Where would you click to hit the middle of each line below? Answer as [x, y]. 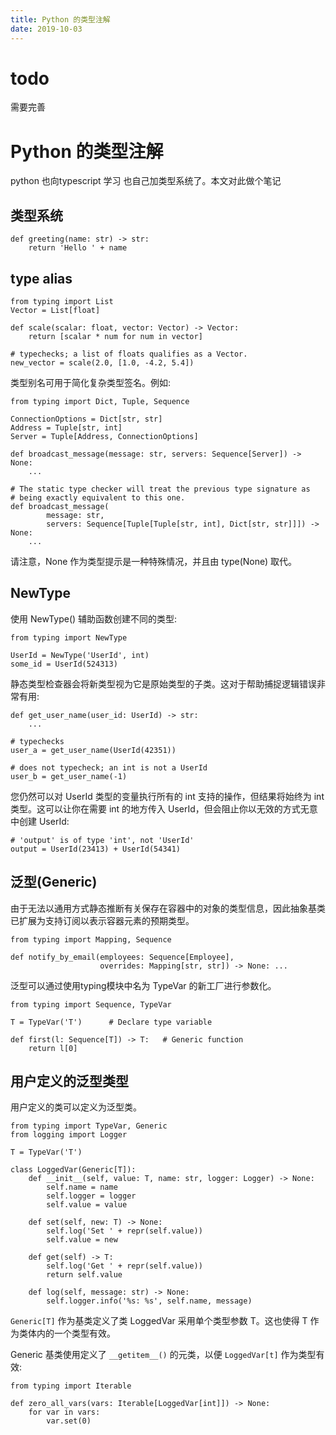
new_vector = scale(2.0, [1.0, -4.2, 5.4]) [102, 363]
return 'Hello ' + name [78, 248]
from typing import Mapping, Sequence [91, 939]
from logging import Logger [69, 1135]
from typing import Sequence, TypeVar [91, 1004]
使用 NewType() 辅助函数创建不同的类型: [94, 618]
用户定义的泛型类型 [69, 1081]
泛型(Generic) [54, 882]
